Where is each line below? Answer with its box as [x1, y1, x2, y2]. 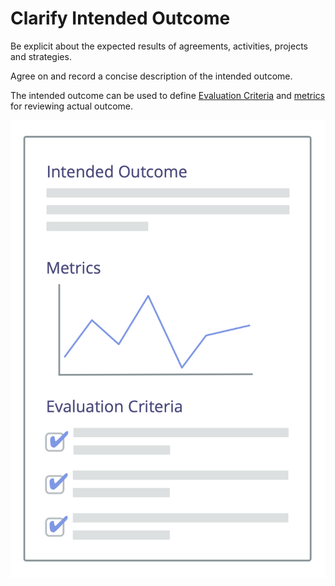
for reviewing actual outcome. [10, 100, 133, 112]
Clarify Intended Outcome [10, 7, 231, 30]
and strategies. [10, 50, 72, 62]
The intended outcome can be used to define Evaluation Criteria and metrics [10, 89, 326, 101]
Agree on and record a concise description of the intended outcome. [10, 70, 293, 82]
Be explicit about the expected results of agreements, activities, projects [10, 40, 308, 52]
